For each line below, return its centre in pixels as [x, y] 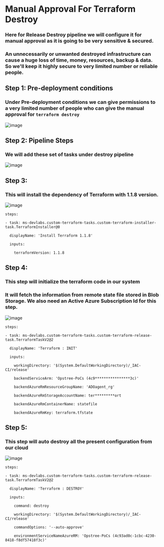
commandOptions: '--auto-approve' [49, 527]
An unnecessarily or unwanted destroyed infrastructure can [78, 54]
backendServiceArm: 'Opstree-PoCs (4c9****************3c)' [76, 378]
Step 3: [16, 181]
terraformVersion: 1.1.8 [39, 253]
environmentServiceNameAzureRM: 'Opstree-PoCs [62, 536]
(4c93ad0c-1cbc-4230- [134, 536]
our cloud [17, 448]
